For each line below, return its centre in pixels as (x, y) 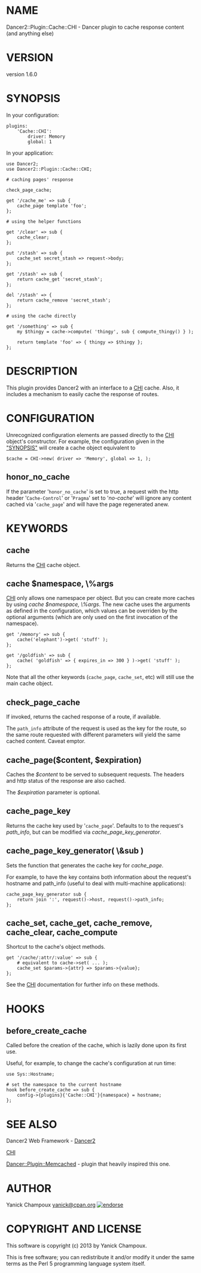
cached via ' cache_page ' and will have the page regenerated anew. (88, 504)
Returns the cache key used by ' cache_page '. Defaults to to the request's (95, 825)
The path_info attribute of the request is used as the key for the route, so (96, 728)
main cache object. (30, 683)
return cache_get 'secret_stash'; (60, 279)
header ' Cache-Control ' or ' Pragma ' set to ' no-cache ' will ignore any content (99, 497)
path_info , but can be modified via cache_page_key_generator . (84, 832)
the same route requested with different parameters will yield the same (93, 735)
